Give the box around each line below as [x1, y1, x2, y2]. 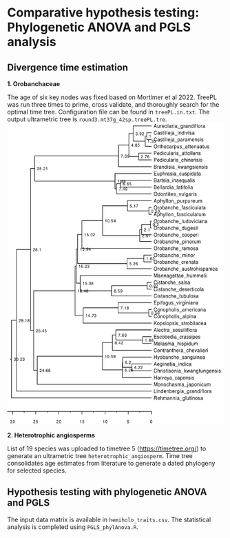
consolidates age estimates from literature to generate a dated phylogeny [7, 459, 216, 467]
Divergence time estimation [7, 61, 129, 73]
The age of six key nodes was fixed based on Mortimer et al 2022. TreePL [7, 93, 217, 101]
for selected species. [7, 466, 67, 475]
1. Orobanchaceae [7, 80, 61, 87]
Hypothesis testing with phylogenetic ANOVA [7, 486, 207, 498]
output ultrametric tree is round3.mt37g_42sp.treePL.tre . [7, 115, 167, 123]
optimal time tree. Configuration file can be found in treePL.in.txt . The [7, 108, 210, 116]
